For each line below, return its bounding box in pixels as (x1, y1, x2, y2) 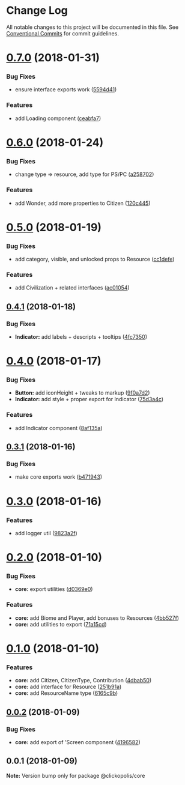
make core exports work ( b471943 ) (14, 473, 103, 480)
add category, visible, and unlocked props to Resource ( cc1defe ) (14, 255, 175, 262)
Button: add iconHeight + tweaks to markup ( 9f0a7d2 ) (14, 389, 150, 396)
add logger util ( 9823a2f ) (14, 529, 77, 536)
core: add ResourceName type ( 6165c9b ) (14, 690, 118, 697)
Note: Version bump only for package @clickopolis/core (6, 772, 145, 779)
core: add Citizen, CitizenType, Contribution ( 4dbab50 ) (14, 677, 152, 684)
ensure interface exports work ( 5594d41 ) (14, 86, 117, 93)
